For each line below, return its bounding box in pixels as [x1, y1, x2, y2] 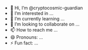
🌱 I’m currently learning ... [10, 16, 65, 21]
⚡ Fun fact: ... [10, 40, 38, 46]
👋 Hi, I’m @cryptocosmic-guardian [10, 5, 83, 11]
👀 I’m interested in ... [10, 10, 54, 16]
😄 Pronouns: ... [10, 34, 43, 40]
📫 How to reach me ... [10, 27, 58, 33]
